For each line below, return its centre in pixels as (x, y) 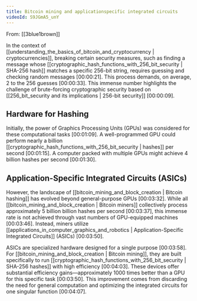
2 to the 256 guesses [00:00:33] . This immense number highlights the (91, 83)
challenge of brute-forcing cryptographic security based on (79, 89)
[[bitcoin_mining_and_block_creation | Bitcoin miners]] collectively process (97, 205)
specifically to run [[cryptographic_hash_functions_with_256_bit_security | (96, 260)
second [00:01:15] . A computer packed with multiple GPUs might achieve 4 (97, 153)
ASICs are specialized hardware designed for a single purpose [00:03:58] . (96, 248)
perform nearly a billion (35, 141)
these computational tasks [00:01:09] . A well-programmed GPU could (91, 135)
